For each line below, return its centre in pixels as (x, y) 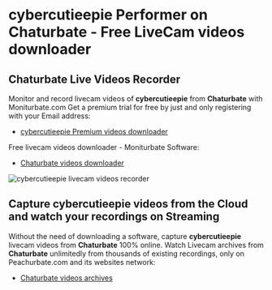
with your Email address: (50, 116)
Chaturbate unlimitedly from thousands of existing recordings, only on (127, 254)
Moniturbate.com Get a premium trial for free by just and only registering (130, 107)
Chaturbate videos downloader (72, 163)
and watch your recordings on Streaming (114, 217)
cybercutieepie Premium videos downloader (94, 132)
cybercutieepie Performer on (108, 15)
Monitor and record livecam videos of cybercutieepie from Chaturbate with (136, 98)
